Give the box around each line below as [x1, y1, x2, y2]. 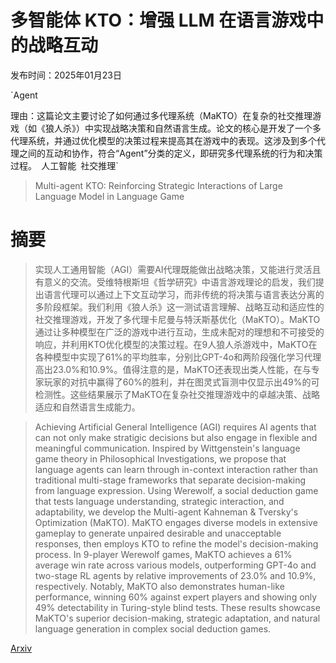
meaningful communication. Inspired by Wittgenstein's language [34, 442, 301, 454]
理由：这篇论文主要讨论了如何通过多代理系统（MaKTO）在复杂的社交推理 [10, 109, 313, 121]
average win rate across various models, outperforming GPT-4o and [34, 559, 317, 571]
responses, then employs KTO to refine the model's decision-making [34, 537, 319, 550]
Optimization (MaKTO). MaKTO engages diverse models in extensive [34, 516, 318, 528]
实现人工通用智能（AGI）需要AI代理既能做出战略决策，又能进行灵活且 [34, 263, 322, 275]
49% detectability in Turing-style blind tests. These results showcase [34, 601, 321, 613]
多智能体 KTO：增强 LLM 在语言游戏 [10, 9, 307, 32]
